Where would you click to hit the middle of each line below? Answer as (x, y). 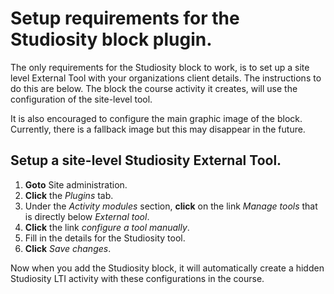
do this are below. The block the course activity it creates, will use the (154, 88)
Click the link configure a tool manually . (107, 227)
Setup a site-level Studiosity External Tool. (146, 160)
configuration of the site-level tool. (81, 99)
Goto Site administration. (76, 184)
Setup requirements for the (125, 18)
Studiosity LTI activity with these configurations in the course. (137, 278)
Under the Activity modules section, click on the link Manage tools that (171, 206)
